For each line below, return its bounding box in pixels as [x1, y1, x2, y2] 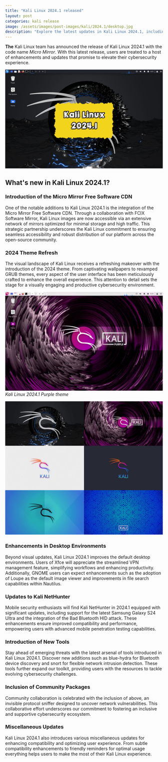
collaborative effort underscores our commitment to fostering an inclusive [5, 705, 157, 712]
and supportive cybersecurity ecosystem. [5, 711, 91, 717]
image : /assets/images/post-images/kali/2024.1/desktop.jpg [5, 24, 133, 29]
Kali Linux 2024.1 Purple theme [5, 391, 69, 397]
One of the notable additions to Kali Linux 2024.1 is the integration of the [5, 205, 154, 211]
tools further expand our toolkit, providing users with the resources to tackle [5, 666, 162, 672]
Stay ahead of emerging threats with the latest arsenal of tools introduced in [5, 650, 162, 656]
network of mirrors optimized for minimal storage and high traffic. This [5, 221, 150, 227]
